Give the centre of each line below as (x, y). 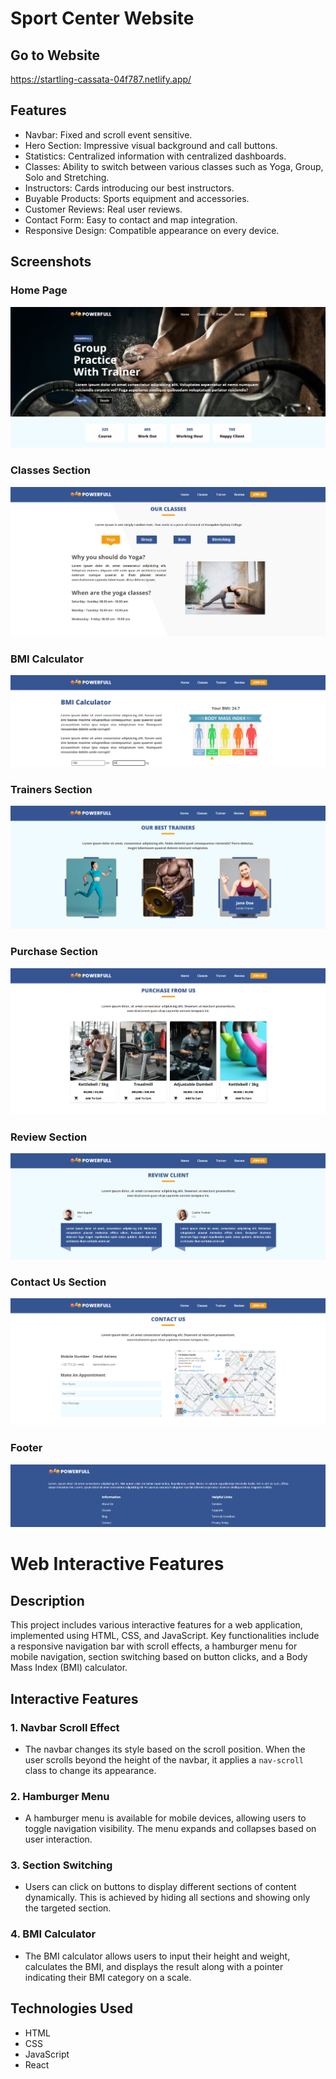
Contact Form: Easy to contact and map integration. (131, 219)
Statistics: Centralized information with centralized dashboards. (155, 156)
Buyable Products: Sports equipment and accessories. (137, 198)
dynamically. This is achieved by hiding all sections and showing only (167, 1898)
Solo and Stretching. (67, 177)
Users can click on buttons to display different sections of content (160, 1887)
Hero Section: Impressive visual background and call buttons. (151, 145)
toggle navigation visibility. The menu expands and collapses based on (170, 1829)
